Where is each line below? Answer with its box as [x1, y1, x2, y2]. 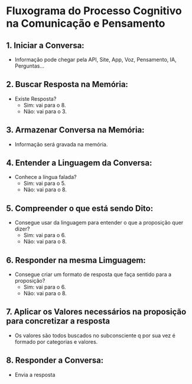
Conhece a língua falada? [14, 174, 77, 181]
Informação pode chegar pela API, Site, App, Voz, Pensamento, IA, [14, 56, 177, 63]
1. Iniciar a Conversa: [6, 40, 84, 50]
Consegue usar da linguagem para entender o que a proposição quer [14, 219, 184, 226]
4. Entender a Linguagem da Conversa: [6, 158, 152, 168]
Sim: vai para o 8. [23, 101, 66, 108]
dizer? [14, 225, 30, 232]
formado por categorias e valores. [14, 338, 98, 345]
